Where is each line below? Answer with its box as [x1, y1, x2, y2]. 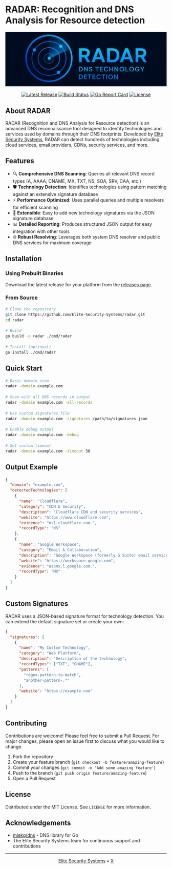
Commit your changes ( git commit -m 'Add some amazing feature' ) [12, 764, 156, 771]
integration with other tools [12, 228, 70, 234]
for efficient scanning [12, 204, 58, 210]
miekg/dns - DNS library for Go [12, 832, 78, 838]
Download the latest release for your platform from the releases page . [5, 281, 153, 288]
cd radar [5, 317, 24, 323]
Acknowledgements [5, 818, 71, 827]
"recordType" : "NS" [18, 526, 60, 531]
